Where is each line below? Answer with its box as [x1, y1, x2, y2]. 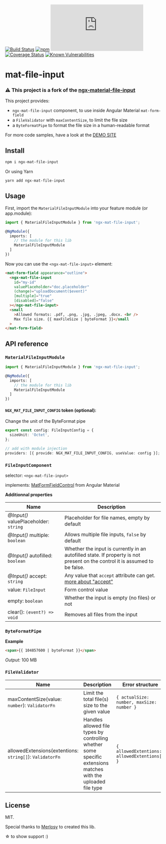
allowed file [83, 722, 110, 729]
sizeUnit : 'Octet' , [9, 433, 50, 438]
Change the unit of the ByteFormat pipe [5, 418, 85, 424]
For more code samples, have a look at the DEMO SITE [5, 132, 117, 138]
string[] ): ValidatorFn [7, 753, 61, 760]
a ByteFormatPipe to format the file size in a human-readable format [12, 123, 150, 129]
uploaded [83, 778, 106, 785]
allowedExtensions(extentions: [7, 747, 79, 754]
